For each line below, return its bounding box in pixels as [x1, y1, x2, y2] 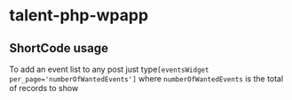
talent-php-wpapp [9, 5, 149, 26]
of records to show [9, 83, 79, 93]
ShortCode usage [9, 41, 109, 56]
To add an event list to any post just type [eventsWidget [9, 64, 209, 74]
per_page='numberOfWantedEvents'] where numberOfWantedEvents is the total [9, 73, 284, 84]
